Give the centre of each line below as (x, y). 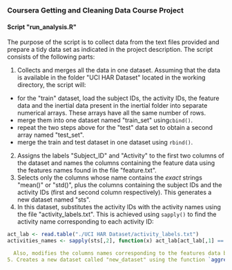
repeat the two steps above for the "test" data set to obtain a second (115, 128)
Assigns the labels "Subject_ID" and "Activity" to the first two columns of (120, 156)
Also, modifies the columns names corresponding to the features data (117, 253)
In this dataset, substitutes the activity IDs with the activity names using (119, 207)
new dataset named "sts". (54, 200)
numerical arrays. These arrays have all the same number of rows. (111, 113)
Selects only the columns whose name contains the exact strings (109, 177)
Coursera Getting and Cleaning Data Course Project (96, 10)
